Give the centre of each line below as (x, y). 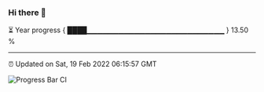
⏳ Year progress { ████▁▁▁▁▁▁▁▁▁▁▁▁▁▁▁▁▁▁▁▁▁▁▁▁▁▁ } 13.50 (128, 30)
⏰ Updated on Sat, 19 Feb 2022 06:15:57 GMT (82, 64)
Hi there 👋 (27, 13)
